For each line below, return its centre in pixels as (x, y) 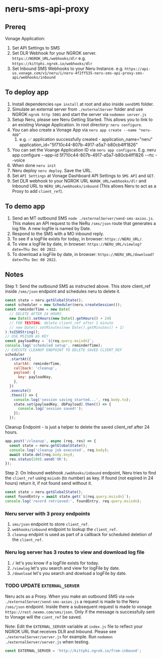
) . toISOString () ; (22, 332)
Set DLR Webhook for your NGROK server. (54, 53)
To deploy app (27, 93)
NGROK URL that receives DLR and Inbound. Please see (61, 631)
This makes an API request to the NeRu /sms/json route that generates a (84, 223)
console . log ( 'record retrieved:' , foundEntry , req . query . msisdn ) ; (73, 501)
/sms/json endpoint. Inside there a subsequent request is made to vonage (78, 607)
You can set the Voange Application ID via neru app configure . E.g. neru (84, 150)
